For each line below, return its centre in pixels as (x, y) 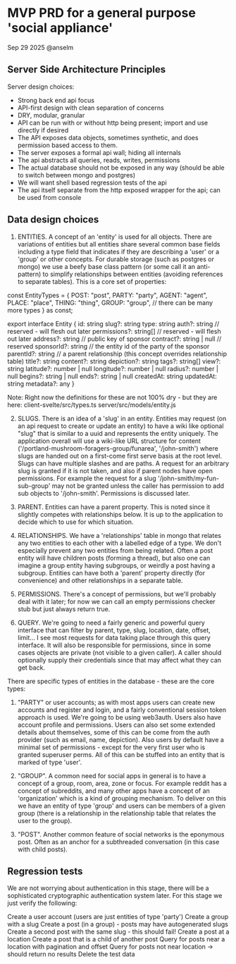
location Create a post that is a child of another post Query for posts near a (116, 939)
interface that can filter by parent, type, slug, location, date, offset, (114, 630)
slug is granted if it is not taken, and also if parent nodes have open (115, 470)
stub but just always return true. (64, 609)
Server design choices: (41, 87)
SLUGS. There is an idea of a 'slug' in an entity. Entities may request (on (122, 418)
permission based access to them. (67, 145)
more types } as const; (40, 310)
